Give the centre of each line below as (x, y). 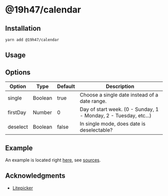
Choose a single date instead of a (119, 95)
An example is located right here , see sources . (53, 160)
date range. (93, 101)
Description (120, 86)
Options (18, 72)
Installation (23, 28)
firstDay (17, 113)
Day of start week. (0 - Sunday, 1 (119, 110)
